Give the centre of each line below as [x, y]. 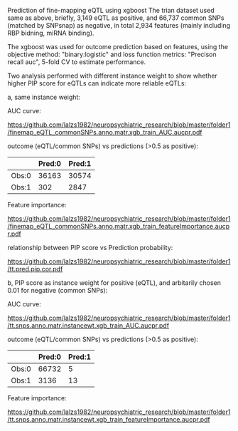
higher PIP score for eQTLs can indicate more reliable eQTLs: [97, 83]
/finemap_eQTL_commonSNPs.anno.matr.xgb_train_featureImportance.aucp [119, 226]
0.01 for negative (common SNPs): [58, 290]
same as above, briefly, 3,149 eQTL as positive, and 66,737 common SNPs [116, 18]
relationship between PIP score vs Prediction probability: [90, 248]
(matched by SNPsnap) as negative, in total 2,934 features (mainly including [119, 25]
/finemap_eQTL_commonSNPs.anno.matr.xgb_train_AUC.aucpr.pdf [105, 132]
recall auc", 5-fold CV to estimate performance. [77, 62]
